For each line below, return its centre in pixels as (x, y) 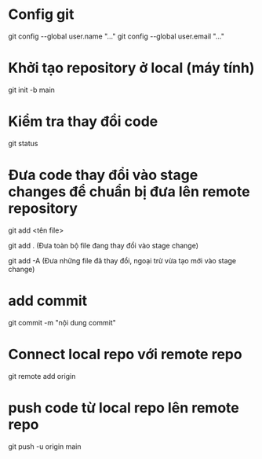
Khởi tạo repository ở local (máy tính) (131, 68)
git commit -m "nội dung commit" (62, 322)
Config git (41, 15)
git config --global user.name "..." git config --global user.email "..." (116, 36)
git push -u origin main (45, 446)
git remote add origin (42, 376)
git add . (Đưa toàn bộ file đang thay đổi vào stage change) (103, 245)
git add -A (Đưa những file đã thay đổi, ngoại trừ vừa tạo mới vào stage (122, 260)
